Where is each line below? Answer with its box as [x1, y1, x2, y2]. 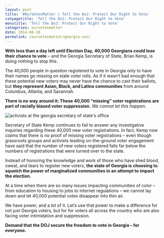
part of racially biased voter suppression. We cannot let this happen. [5, 103, 146, 109]
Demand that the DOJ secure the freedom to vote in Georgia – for [5, 222, 140, 228]
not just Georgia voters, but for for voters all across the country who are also [5, 207, 160, 213]
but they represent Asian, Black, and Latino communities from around [5, 83, 149, 89]
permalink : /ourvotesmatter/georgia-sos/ [5, 35, 91, 40]
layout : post [5, 7, 32, 12]
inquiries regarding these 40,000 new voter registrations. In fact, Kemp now [5, 127, 158, 133]
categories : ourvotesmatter [5, 25, 63, 30]
